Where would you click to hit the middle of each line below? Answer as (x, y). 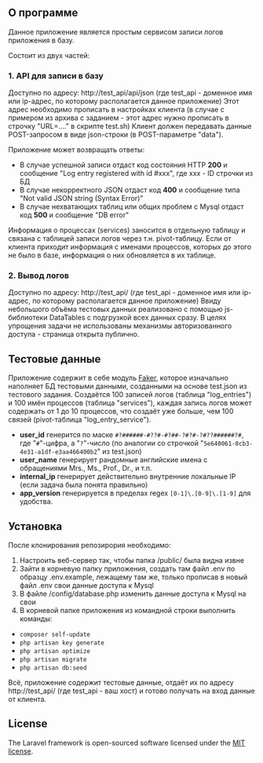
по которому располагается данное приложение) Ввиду (127, 301)
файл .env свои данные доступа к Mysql (87, 586)
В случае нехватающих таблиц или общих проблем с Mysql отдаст (131, 206)
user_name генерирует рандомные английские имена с (113, 460)
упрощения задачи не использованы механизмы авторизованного (120, 326)
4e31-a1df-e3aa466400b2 (58, 452)
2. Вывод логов (38, 276)
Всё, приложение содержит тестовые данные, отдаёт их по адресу (121, 683)
